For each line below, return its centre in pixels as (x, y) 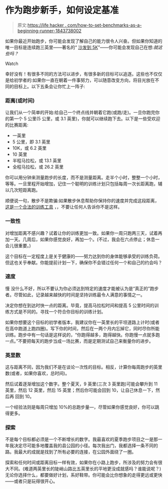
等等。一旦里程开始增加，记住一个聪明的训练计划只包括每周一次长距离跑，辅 (84, 184)
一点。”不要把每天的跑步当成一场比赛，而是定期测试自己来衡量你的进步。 (79, 341)
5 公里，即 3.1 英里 (31, 142)
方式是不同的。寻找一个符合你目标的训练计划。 (57, 311)
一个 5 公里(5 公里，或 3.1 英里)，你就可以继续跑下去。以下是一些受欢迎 (87, 119)
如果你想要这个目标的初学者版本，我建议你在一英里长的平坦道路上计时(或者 (83, 322)
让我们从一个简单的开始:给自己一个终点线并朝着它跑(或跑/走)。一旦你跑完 (80, 113)
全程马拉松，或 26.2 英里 (38, 167)
